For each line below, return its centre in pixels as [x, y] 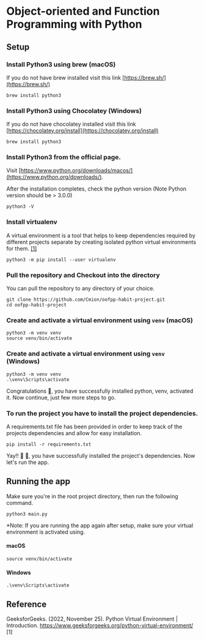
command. [20, 503]
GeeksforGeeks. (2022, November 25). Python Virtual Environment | [92, 619]
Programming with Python [74, 24]
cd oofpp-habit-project [37, 305]
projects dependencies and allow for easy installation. [74, 433]
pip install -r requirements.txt [49, 444]
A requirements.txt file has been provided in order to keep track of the [94, 427]
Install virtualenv [32, 222]
